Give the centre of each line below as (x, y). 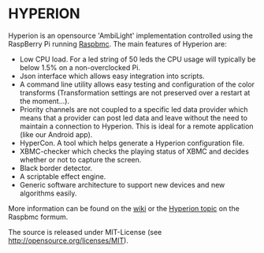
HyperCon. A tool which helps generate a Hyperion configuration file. (132, 143)
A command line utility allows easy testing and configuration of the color (137, 84)
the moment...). (44, 101)
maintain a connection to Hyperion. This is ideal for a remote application (136, 126)
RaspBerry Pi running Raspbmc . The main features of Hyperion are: (117, 43)
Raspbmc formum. (38, 217)
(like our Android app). (56, 134)
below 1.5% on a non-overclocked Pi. (80, 67)
